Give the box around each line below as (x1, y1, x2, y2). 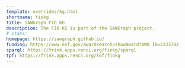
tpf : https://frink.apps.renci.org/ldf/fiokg (6, 53, 120, 59)
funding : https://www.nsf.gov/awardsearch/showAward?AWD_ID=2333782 (6, 42, 179, 48)
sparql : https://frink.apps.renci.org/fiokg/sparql (6, 47, 136, 53)
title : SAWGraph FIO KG (6, 20, 65, 25)
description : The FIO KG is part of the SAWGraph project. (6, 25, 155, 31)
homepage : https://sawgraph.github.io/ (6, 36, 105, 42)
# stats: (6, 31, 28, 37)
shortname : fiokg (6, 14, 49, 20)
